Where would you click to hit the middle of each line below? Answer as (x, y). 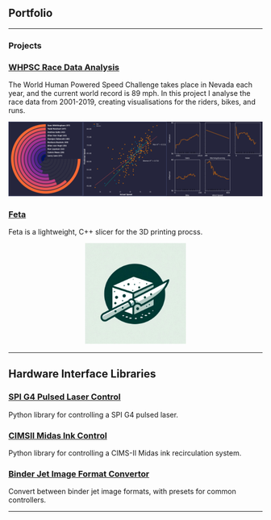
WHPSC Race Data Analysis (64, 67)
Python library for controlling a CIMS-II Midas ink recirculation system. (125, 453)
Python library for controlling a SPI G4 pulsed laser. (94, 414)
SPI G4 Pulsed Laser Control (65, 397)
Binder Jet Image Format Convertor (79, 473)
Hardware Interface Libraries (82, 374)
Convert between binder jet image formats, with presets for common (122, 492)
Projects (25, 45)
